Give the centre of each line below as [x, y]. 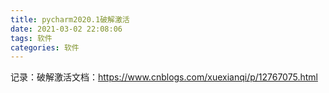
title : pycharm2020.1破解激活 [70, 19]
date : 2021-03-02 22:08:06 [66, 29]
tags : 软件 [31, 38]
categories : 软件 [45, 47]
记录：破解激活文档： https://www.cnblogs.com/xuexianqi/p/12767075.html [164, 77]
